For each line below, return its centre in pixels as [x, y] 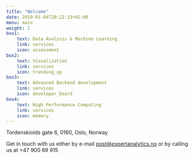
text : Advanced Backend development [62, 83]
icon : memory [33, 116]
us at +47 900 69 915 [32, 150]
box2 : [13, 55]
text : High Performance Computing [59, 105]
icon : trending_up [39, 72]
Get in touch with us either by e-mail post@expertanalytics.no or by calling [97, 144]
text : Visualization [42, 61]
